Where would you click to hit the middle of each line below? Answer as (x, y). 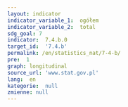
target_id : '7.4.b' (38, 46)
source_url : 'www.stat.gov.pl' (53, 73)
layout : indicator (34, 14)
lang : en (22, 79)
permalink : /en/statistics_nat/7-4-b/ (64, 53)
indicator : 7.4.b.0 (38, 40)
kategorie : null (33, 86)
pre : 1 (19, 60)
